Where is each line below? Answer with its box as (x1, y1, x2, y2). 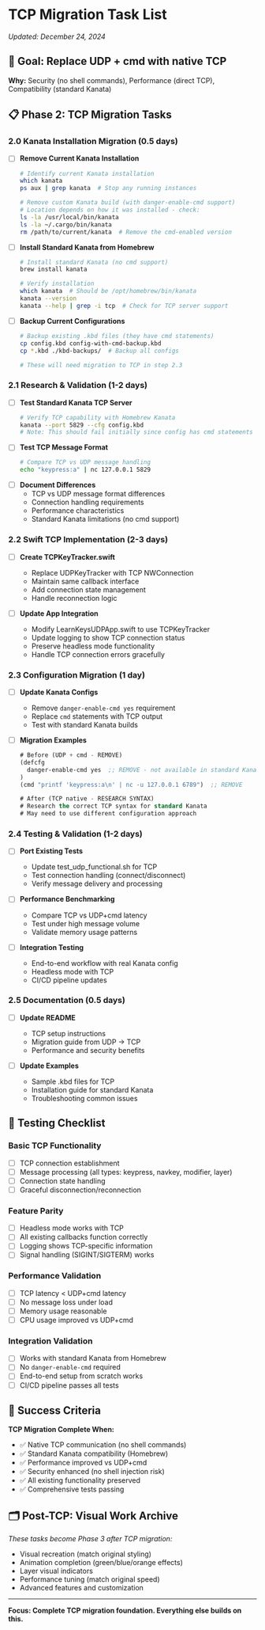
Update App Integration (19, 608, 99, 618)
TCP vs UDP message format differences (31, 489, 166, 499)
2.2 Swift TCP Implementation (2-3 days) (8, 534, 168, 545)
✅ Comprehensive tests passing (19, 1484, 125, 1494)
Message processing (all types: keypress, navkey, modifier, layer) (19, 1167, 233, 1176)
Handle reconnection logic (31, 593, 118, 602)
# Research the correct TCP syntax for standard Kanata (19, 802, 207, 811)
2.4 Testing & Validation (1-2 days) (8, 829, 144, 839)
